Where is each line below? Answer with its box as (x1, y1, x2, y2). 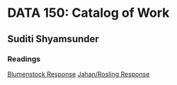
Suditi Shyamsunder (7, 33, 99, 45)
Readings (7, 54, 41, 64)
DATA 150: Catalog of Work (7, 5, 170, 21)
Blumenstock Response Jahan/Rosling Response (7, 70, 150, 78)
